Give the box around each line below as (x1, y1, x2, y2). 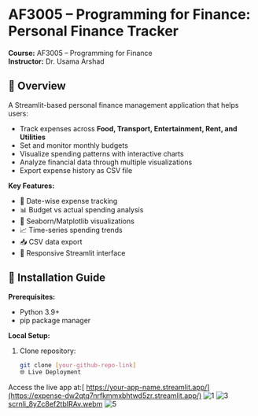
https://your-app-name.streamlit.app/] (86, 383, 210, 392)
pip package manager (19, 315, 91, 325)
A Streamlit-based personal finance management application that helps (8, 100, 239, 109)
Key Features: (8, 181, 55, 190)
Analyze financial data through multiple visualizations (19, 157, 193, 167)
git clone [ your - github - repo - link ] (19, 361, 137, 369)
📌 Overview (8, 79, 66, 93)
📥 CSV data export (19, 237, 83, 246)
